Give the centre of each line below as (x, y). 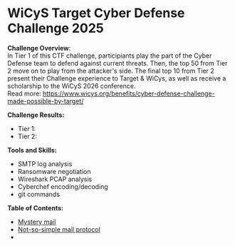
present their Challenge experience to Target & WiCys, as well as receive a (117, 78)
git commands (39, 194)
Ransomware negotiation (54, 171)
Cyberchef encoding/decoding (63, 186)
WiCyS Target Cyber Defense (96, 13)
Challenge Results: (36, 115)
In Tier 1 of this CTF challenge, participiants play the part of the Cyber (110, 56)
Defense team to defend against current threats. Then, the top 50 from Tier (117, 63)
